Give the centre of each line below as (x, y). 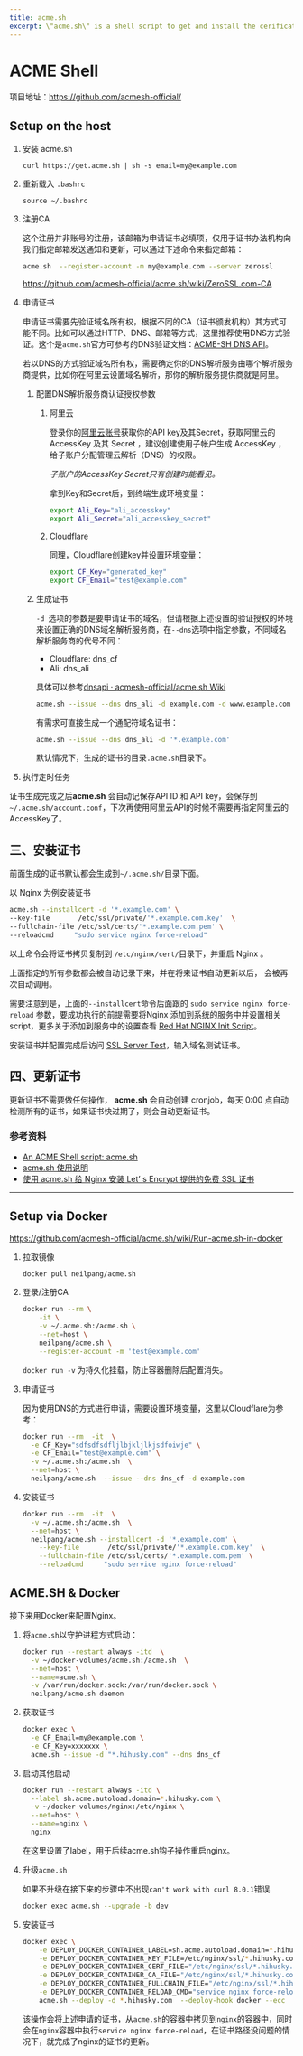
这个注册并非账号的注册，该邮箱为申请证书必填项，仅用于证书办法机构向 (156, 238)
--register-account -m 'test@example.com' (120, 1351)
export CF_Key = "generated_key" (108, 572)
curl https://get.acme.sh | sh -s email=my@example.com (129, 166)
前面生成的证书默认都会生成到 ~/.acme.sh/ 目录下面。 (107, 874)
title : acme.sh (38, 18)
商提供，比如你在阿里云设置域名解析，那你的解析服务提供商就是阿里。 (153, 375)
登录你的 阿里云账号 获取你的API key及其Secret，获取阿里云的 (162, 432)
